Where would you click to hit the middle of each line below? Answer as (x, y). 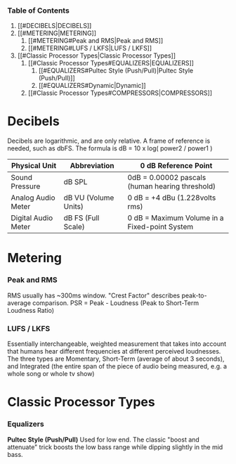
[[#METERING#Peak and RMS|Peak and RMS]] (96, 41)
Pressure (26, 186)
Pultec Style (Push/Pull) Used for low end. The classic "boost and (104, 439)
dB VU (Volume (89, 198)
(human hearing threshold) (172, 186)
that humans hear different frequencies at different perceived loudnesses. (114, 352)
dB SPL (76, 182)
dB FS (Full (81, 218)
